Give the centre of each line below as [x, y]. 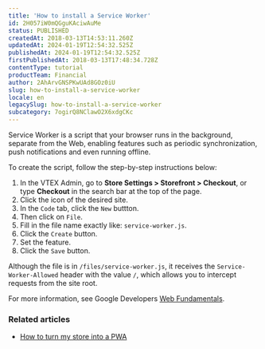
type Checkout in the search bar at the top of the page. [111, 191]
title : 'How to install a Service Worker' [80, 16]
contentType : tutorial [46, 68]
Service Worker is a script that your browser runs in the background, [121, 135]
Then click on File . [51, 217]
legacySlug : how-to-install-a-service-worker [85, 105]
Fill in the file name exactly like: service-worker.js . [103, 225]
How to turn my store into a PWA [73, 337]
